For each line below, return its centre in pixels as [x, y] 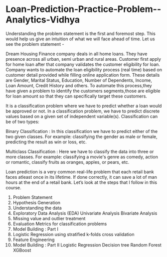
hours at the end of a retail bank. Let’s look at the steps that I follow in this [82, 182]
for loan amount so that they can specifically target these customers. [77, 96]
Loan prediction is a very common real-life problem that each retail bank [80, 172]
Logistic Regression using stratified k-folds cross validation [74, 234]
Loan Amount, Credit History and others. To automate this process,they [79, 85]
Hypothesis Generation [37, 202]
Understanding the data [37, 208]
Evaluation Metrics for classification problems [60, 224]
